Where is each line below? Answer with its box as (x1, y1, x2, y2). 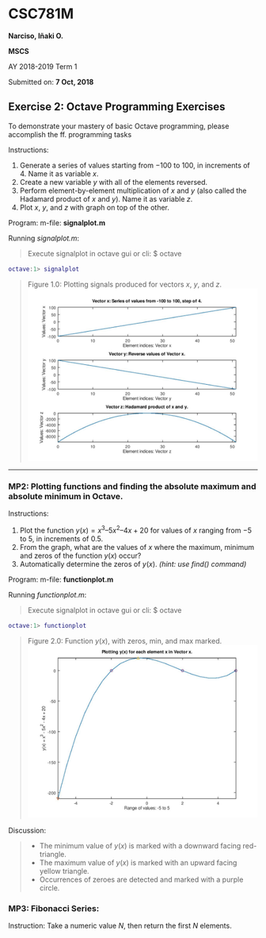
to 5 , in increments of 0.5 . (19, 533, 104, 544)
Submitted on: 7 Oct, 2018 (8, 77, 94, 86)
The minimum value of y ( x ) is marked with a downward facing (39, 840, 241, 850)
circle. (39, 882, 60, 893)
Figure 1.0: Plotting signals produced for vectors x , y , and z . (27, 279, 222, 289)
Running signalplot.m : (8, 233, 79, 243)
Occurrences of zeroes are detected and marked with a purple (39, 875, 244, 884)
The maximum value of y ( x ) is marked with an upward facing (39, 858, 237, 867)
